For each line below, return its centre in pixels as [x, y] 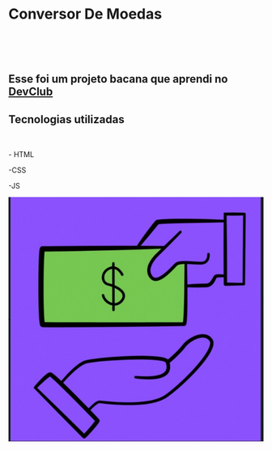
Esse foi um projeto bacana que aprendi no [118, 79]
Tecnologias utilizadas [66, 119]
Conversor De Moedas [85, 14]
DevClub [31, 92]
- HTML [21, 155]
